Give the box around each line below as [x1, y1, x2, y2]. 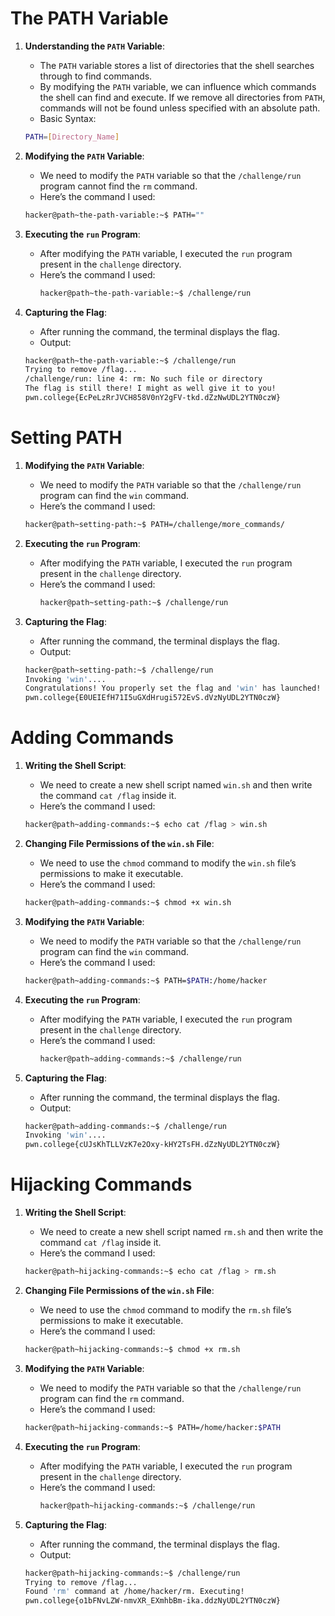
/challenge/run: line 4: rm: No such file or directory [24, 374, 263, 384]
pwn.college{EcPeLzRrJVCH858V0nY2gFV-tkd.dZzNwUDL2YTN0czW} [24, 393, 281, 403]
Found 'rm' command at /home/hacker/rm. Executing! [24, 1587, 245, 1597]
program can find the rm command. [39, 1392, 185, 1404]
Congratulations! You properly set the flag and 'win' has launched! [24, 683, 322, 694]
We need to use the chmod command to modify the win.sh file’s [39, 857, 297, 869]
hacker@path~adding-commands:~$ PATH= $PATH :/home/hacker [24, 975, 268, 986]
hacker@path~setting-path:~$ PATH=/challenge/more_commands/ [24, 519, 286, 529]
